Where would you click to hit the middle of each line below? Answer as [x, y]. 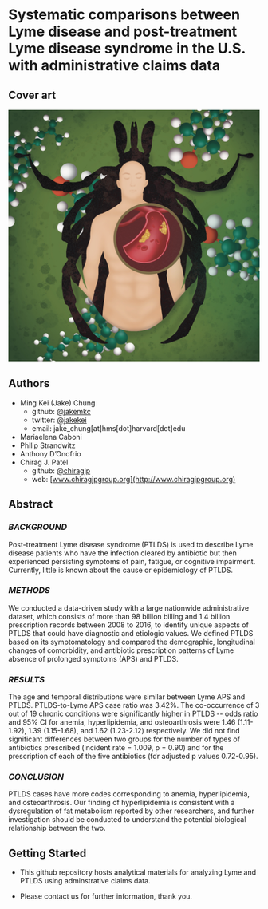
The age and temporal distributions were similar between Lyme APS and [127, 697]
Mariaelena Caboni [51, 437]
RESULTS [27, 679]
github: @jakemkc [61, 411]
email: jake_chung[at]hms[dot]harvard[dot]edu [108, 428]
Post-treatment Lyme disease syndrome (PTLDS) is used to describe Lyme [131, 544]
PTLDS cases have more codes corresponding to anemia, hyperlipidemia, [129, 794]
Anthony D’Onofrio [50, 453]
